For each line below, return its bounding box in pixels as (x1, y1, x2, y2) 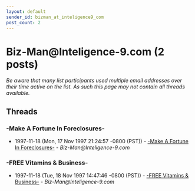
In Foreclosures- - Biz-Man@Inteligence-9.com (14, 144, 130, 151)
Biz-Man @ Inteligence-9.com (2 (6, 45, 165, 58)
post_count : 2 (6, 19, 41, 25)
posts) (6, 57, 38, 71)
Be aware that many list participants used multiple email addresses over (6, 77, 183, 84)
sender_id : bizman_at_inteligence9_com (6, 14, 104, 20)
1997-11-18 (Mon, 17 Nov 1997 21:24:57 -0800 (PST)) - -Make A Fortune (14, 138, 189, 144)
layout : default (6, 8, 46, 15)
